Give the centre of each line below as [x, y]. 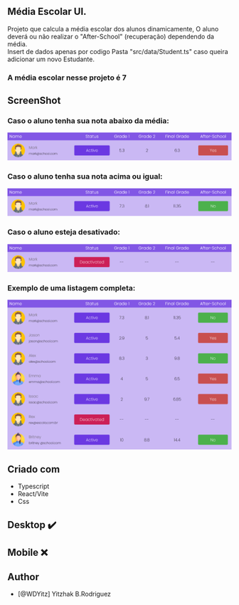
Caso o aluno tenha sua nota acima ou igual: [85, 177]
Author [23, 577]
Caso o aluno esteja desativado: [64, 232]
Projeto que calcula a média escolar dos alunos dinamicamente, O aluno [113, 28]
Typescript [33, 486]
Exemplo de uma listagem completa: [71, 288]
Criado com [34, 469]
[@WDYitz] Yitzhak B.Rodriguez [64, 594]
